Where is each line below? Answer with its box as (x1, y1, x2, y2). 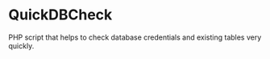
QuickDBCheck (8, 6, 113, 24)
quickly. (8, 40, 35, 50)
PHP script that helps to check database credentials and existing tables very (8, 32, 262, 42)
